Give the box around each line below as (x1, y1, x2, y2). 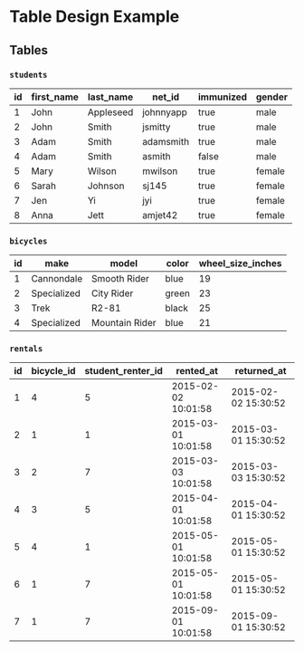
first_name (31, 91, 80, 103)
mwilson (141, 165, 178, 177)
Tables (9, 43, 48, 58)
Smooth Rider (91, 273, 149, 285)
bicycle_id (31, 365, 76, 378)
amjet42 (141, 208, 178, 221)
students (9, 70, 48, 80)
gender (255, 91, 288, 103)
